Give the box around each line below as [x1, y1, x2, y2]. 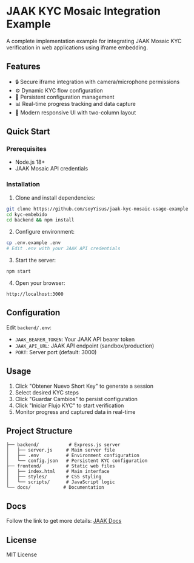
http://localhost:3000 [6, 291, 64, 297]
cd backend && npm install [6, 217, 75, 223]
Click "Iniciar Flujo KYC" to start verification [15, 402, 124, 409]
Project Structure [6, 426, 73, 436]
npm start [6, 268, 32, 275]
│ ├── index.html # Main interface [6, 469, 110, 475]
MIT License [6, 551, 38, 558]
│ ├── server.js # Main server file [6, 447, 115, 453]
